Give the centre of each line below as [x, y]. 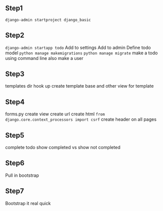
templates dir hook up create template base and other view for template [79, 86]
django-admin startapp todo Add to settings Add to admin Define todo [78, 47]
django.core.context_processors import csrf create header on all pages [81, 119]
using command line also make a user [45, 58]
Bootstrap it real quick [28, 203]
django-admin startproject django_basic [48, 20]
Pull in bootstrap [22, 175]
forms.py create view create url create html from [55, 114]
